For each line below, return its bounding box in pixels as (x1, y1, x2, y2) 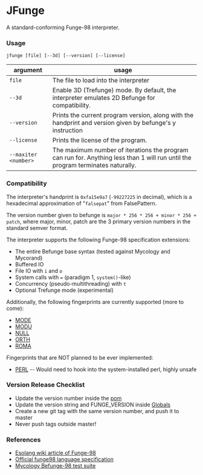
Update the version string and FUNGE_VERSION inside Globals (14, 401, 171, 408)
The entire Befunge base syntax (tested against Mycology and (14, 248, 170, 255)
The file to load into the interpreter (52, 76, 150, 85)
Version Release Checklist (6, 380, 85, 389)
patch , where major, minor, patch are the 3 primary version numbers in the (6, 218, 191, 225)
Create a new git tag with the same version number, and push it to (14, 407, 179, 414)
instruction (52, 126, 83, 135)
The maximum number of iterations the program (52, 146, 188, 155)
